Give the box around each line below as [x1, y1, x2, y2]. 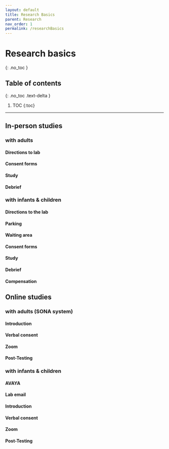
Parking [5, 220, 22, 227]
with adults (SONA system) [5, 308, 73, 315]
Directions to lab [5, 149, 40, 155]
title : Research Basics [5, 12, 55, 17]
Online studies [5, 293, 52, 302]
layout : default [5, 7, 39, 13]
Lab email [5, 391, 26, 398]
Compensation [5, 278, 37, 284]
